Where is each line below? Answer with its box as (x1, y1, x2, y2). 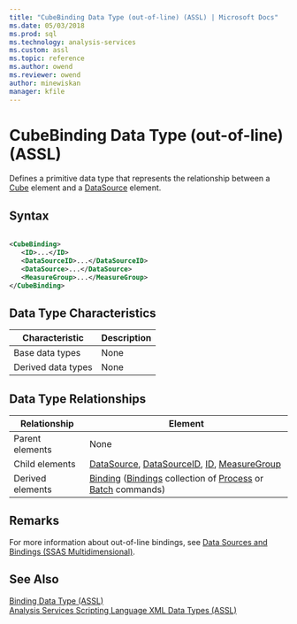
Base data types (13, 347, 81, 359)
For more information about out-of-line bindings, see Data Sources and (9, 536, 268, 547)
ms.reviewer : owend (9, 71, 81, 80)
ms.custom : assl (9, 46, 69, 55)
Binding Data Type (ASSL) (9, 595, 104, 606)
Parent (13, 433, 42, 444)
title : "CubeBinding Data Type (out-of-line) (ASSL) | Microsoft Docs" (9, 12, 278, 22)
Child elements (13, 458, 76, 470)
